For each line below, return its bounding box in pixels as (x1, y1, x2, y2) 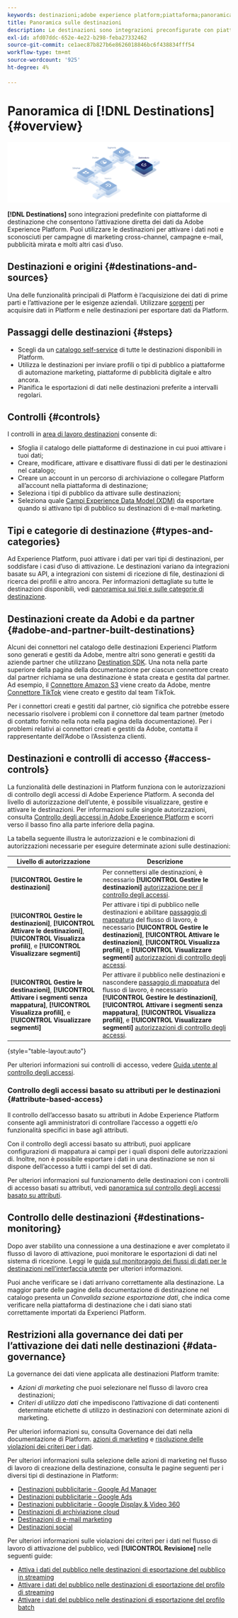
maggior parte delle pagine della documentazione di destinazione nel (7, 1286, 209, 1294)
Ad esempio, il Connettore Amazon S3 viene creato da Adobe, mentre (7, 680, 211, 689)
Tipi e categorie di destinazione (7, 524, 150, 536)
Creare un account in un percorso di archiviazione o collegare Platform (17, 474, 225, 482)
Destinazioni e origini (7, 261, 103, 273)
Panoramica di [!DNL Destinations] (7, 103, 215, 119)
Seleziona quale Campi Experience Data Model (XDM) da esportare (17, 496, 215, 505)
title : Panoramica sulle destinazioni (7, 18, 122, 26)
